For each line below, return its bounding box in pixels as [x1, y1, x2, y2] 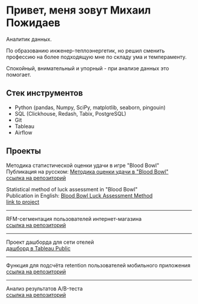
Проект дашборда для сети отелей [6, 238, 94, 246]
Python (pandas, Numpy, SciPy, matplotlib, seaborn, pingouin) [14, 104, 166, 111]
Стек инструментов [6, 88, 84, 98]
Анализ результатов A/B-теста [6, 285, 83, 292]
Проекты [6, 146, 41, 156]
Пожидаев [6, 16, 61, 30]
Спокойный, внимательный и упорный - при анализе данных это [6, 64, 169, 71]
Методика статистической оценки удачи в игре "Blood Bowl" [6, 162, 160, 169]
